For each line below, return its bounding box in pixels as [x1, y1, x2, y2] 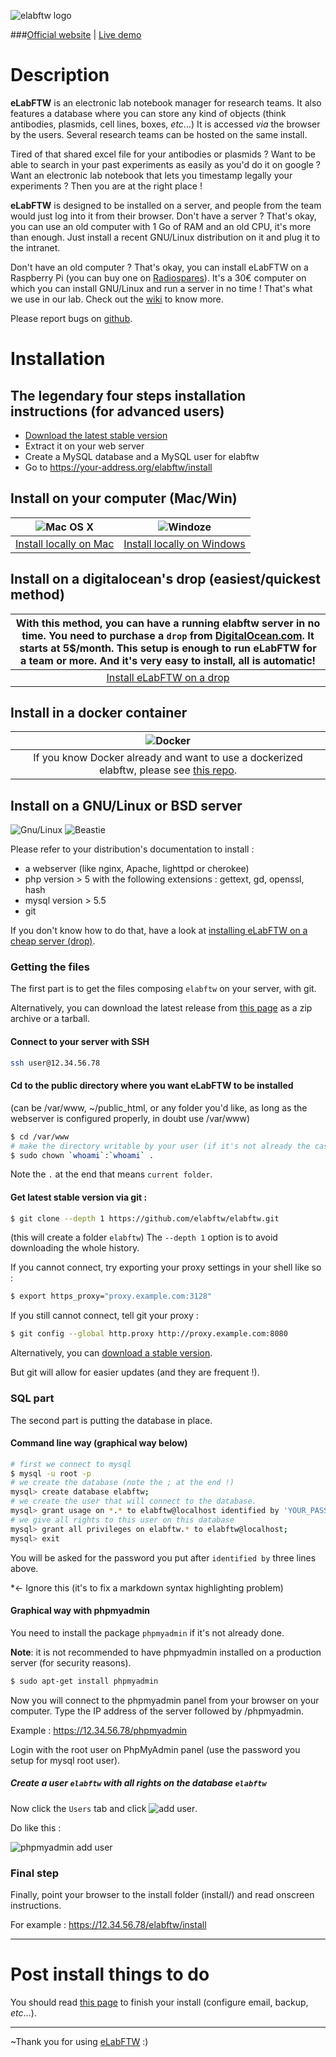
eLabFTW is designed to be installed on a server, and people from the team [10, 199, 322, 211]
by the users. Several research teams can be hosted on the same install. [10, 128, 308, 140]
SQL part [10, 1391, 55, 1405]
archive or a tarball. [10, 1013, 91, 1025]
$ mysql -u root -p [10, 1468, 92, 1479]
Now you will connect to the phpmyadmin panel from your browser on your [10, 1694, 320, 1706]
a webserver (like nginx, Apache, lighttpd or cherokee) [24, 863, 250, 875]
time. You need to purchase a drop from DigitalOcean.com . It [21, 628, 315, 642]
